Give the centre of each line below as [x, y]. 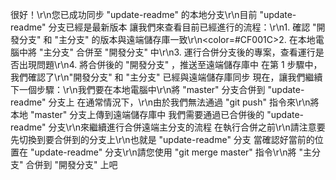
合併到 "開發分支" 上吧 [71, 164]
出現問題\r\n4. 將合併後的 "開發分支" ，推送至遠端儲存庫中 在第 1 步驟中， [170, 64]
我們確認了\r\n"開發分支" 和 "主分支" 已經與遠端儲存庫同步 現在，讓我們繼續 [166, 77]
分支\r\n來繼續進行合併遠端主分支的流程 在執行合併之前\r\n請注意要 [187, 127]
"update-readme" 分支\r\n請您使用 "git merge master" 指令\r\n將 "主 [170, 152]
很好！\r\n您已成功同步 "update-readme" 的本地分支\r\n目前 [134, 14]
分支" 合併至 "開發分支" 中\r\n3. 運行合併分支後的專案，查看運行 [183, 52]
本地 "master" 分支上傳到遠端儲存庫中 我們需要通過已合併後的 [137, 114]
